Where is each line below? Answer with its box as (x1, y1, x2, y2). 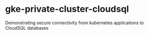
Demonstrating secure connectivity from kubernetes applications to (5, 20, 144, 26)
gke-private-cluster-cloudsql (5, 3, 129, 15)
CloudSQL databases (5, 25, 49, 31)
